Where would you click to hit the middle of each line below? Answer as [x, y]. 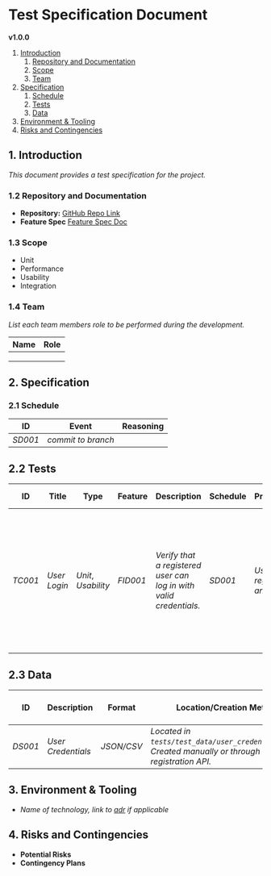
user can [173, 576]
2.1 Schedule [34, 405]
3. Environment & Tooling [73, 790]
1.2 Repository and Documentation [78, 195]
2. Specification [49, 383]
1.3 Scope [28, 242]
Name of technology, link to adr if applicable [94, 809]
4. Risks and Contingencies [79, 835]
